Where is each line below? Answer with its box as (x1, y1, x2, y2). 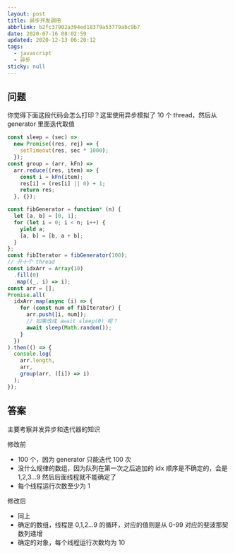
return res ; (20, 187, 55, 194)
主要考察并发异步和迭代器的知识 (7, 425, 100, 433)
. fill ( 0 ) (13, 272, 40, 279)
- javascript (13, 50, 52, 57)
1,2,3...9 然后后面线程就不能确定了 (17, 472, 116, 481)
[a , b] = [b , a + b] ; (20, 232, 83, 239)
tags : (7, 43, 23, 50)
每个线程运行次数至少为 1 (17, 482, 90, 490)
